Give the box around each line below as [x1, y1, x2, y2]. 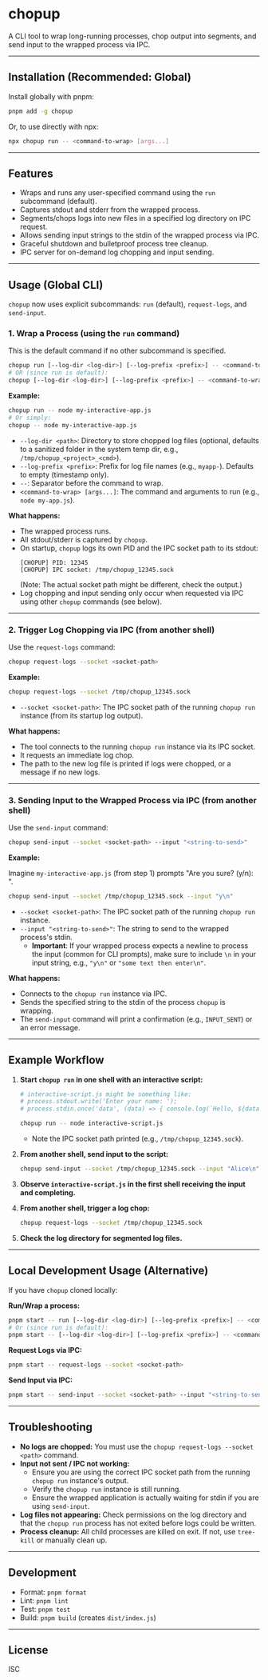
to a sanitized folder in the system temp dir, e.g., [19, 444, 179, 454]
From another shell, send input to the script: [19, 1150, 169, 1159]
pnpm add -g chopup [8, 107, 73, 115]
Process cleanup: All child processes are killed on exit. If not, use [19, 1526, 236, 1536]
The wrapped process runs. [19, 526, 112, 536]
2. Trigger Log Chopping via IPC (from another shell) [8, 624, 215, 635]
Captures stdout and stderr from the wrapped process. [19, 205, 201, 214]
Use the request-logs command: [8, 642, 116, 652]
